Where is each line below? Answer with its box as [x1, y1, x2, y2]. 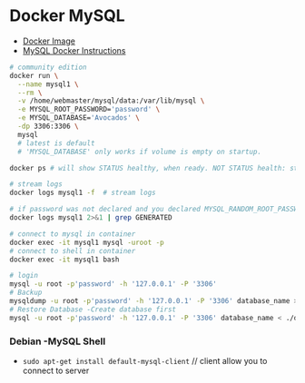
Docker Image [22, 35, 75, 46]
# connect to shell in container [9, 246, 136, 255]
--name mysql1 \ [17, 79, 79, 89]
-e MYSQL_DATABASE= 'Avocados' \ [17, 113, 141, 123]
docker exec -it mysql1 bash [9, 255, 120, 264]
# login [9, 271, 39, 280]
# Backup [9, 288, 43, 298]
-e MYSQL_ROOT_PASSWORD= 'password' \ [17, 105, 161, 114]
